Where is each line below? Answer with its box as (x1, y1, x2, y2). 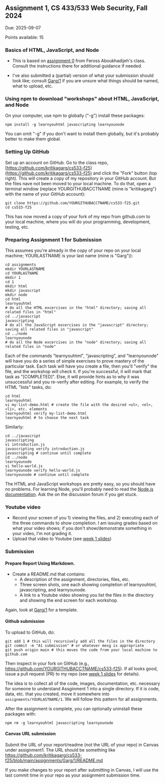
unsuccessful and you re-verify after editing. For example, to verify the (5, 379, 149, 385)
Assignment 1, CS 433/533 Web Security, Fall (5, 4, 148, 12)
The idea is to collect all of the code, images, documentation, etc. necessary (5, 680, 160, 686)
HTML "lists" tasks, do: (5, 384, 52, 390)
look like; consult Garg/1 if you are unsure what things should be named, (12, 78, 159, 84)
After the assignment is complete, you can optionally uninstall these (5, 706, 143, 712)
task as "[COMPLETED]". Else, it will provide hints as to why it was (5, 374, 139, 379)
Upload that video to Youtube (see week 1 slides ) (12, 536, 112, 542)
